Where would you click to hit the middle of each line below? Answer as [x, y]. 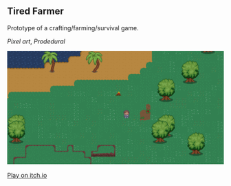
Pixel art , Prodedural [36, 41]
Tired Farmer [35, 11]
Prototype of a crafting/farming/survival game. [73, 28]
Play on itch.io [27, 176]
